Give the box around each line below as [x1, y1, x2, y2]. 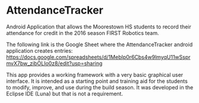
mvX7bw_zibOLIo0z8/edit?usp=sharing [6, 60, 103, 67]
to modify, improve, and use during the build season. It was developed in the [6, 83, 194, 91]
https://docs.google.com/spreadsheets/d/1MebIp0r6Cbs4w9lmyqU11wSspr [6, 53, 191, 60]
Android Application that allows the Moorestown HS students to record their [6, 23, 191, 30]
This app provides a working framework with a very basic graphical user [6, 71, 184, 78]
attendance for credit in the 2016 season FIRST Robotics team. [6, 29, 159, 36]
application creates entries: [6, 47, 73, 54]
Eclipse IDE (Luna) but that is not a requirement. [6, 90, 124, 97]
